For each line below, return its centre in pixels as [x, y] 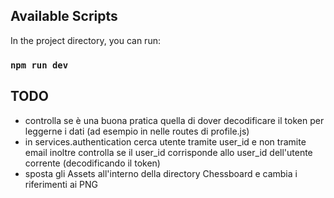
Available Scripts [64, 16]
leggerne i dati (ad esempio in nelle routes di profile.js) [137, 131]
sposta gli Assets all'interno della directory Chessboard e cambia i [161, 173]
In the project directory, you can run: [85, 40]
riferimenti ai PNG [61, 184]
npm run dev [39, 65]
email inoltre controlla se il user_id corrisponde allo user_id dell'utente [168, 152]
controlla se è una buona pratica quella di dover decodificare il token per [174, 120]
